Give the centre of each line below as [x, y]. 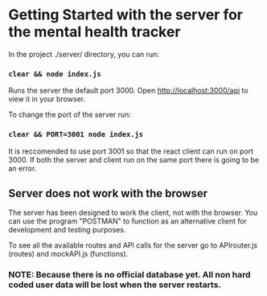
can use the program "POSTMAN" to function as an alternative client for [128, 221]
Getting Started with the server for [126, 15]
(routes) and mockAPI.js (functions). [68, 254]
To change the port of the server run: [70, 115]
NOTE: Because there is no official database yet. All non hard [129, 275]
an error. [23, 168]
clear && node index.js [55, 74]
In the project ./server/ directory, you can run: [84, 54]
